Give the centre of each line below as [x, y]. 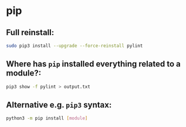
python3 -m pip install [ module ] [47, 118]
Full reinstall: [30, 32]
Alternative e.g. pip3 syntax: [59, 104]
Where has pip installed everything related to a [93, 64]
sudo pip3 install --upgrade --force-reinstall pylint [75, 46]
